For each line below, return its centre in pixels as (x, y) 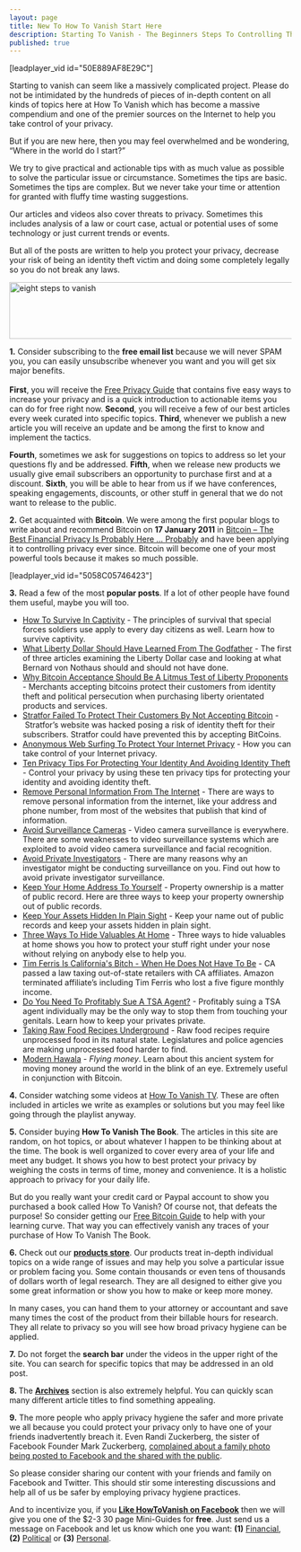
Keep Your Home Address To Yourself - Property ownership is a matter (153, 887)
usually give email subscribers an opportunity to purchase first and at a (141, 474)
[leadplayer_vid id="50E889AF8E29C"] (82, 68)
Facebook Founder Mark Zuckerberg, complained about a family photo (140, 1446)
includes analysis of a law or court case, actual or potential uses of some (144, 224)
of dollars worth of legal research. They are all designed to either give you (146, 1282)
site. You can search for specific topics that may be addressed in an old (142, 1364)
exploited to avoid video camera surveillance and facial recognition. (147, 849)
